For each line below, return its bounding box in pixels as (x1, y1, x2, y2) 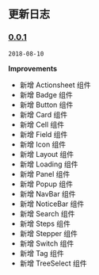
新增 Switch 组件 (19, 239, 74, 248)
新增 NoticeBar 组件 (19, 199, 85, 208)
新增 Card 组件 (19, 109, 68, 119)
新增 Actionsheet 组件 (19, 80, 91, 90)
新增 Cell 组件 (19, 120, 65, 129)
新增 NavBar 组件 (19, 189, 77, 198)
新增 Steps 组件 (19, 219, 71, 228)
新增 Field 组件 (19, 129, 68, 139)
